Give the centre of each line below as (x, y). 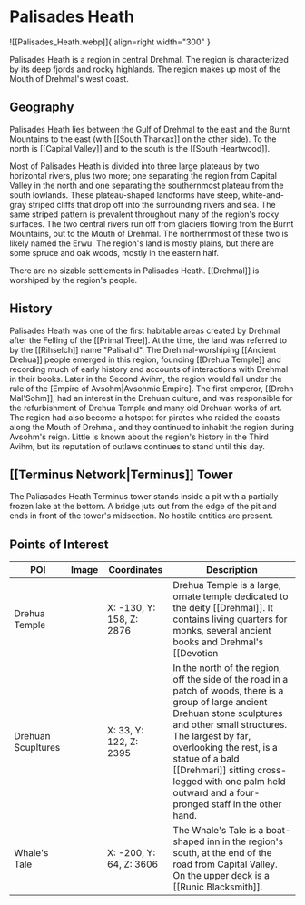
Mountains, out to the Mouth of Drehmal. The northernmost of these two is (149, 233)
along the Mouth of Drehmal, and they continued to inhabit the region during (152, 427)
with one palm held (245, 782)
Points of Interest (59, 544)
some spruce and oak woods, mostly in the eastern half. (114, 252)
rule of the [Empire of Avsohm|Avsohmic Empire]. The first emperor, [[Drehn (152, 389)
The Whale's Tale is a (218, 831)
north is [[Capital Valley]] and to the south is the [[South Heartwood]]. (140, 148)
